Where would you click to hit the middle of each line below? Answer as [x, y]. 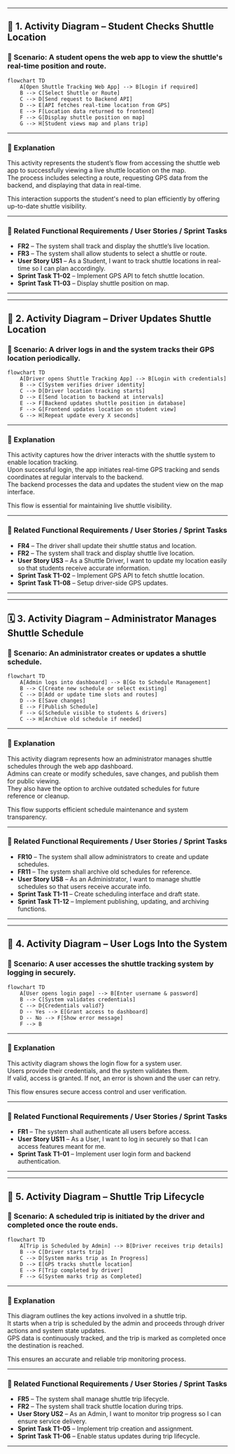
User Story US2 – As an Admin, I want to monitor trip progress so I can [119, 1414]
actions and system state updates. [57, 1331]
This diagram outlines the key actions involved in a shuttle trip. [97, 1316]
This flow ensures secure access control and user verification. [97, 1091]
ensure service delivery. [52, 1421]
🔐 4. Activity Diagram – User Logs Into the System [117, 944]
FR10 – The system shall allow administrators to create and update [113, 857]
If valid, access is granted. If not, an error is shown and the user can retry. [114, 1078]
